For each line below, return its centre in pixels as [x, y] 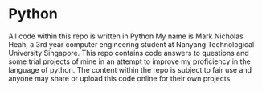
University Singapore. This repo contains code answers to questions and [129, 53]
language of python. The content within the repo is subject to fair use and [130, 69]
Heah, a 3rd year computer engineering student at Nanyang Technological [131, 44]
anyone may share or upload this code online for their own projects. [121, 78]
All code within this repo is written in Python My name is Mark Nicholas [126, 36]
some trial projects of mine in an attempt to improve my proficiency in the [129, 61]
